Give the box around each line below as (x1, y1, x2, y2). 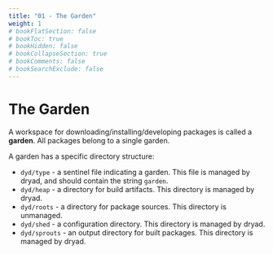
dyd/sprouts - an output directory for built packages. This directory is (20, 227, 253, 237)
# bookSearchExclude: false (8, 65, 104, 73)
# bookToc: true (8, 34, 64, 43)
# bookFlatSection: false (8, 27, 96, 35)
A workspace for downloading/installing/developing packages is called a (8, 127, 253, 137)
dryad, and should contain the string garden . (20, 176, 169, 186)
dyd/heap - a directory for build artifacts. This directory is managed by (20, 184, 255, 194)
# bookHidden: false (8, 42, 79, 50)
